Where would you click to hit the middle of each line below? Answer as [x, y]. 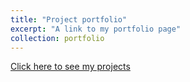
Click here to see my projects [70, 67]
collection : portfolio [57, 38]
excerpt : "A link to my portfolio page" [96, 29]
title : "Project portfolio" [69, 19]
